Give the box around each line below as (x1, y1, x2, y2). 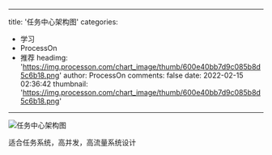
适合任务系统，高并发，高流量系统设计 (8, 138, 136, 147)
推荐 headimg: (19, 53, 69, 62)
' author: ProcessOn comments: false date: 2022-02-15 (59, 70, 244, 80)
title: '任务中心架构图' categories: (8, 17, 119, 27)
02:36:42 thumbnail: (19, 79, 89, 89)
